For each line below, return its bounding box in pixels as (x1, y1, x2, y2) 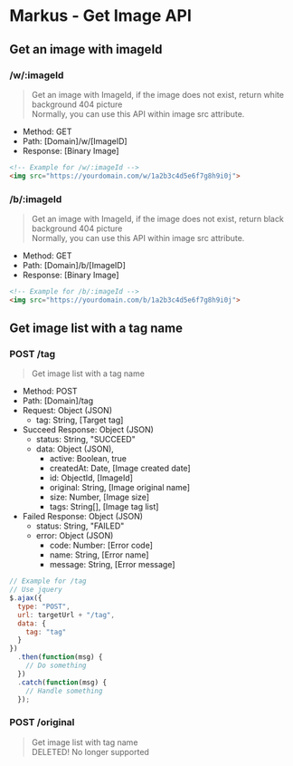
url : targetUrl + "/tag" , (17, 610, 116, 619)
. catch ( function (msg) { (17, 677, 107, 687)
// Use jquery (9, 586, 63, 595)
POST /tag (9, 347, 56, 360)
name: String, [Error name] (49, 549, 149, 560)
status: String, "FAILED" (35, 520, 125, 531)
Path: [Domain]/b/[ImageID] (22, 259, 127, 270)
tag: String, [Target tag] (35, 414, 124, 426)
